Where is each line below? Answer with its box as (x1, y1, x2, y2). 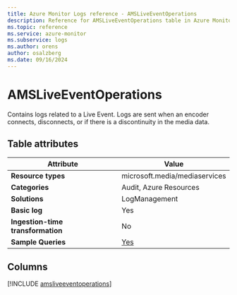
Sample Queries (11, 237, 66, 247)
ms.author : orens (7, 43, 59, 50)
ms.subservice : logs (7, 37, 68, 44)
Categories (11, 182, 49, 192)
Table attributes (7, 138, 79, 150)
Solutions (11, 193, 44, 203)
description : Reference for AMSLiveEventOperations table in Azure (7, 17, 210, 24)
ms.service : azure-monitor (7, 30, 87, 37)
